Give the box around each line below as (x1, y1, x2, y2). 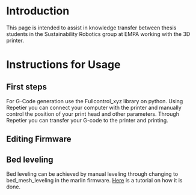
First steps (6, 82, 47, 92)
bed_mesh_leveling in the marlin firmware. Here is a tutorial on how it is (6, 177, 183, 184)
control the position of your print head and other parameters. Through (6, 110, 179, 118)
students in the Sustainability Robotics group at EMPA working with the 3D (6, 30, 191, 37)
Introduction (6, 4, 70, 18)
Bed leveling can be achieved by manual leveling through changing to (6, 170, 179, 178)
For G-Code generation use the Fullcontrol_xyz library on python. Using (6, 97, 183, 104)
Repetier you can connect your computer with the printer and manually (6, 104, 182, 111)
